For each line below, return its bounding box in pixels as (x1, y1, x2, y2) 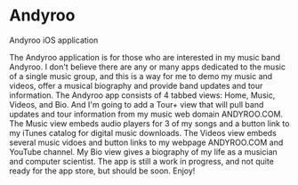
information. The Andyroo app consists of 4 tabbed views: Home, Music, (9, 90, 276, 101)
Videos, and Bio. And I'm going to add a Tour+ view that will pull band (9, 99, 264, 109)
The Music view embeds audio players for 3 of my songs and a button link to (9, 117, 290, 129)
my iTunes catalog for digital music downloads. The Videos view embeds (9, 127, 278, 138)
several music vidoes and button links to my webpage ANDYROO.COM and (9, 137, 284, 148)
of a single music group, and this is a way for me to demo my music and (9, 70, 273, 81)
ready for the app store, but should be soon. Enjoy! (9, 165, 196, 176)
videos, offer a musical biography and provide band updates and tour (9, 80, 263, 91)
